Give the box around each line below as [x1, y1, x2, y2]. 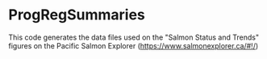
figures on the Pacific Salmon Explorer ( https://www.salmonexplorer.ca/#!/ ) [8, 40, 259, 50]
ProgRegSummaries [8, 6, 145, 24]
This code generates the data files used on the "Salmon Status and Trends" [8, 32, 260, 42]
